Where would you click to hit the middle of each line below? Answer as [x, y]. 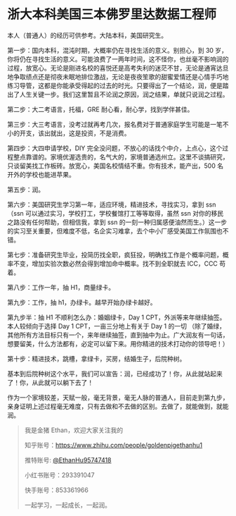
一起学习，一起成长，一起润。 [67, 505]
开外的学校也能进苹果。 [41, 174]
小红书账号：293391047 [59, 475]
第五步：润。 [26, 189]
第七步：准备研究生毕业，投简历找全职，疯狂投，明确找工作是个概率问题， [115, 254]
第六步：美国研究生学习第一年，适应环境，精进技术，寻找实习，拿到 [106, 204]
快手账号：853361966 [57, 490]
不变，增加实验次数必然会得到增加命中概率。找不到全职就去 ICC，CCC [115, 263]
